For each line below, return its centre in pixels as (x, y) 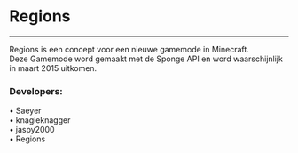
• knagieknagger (40, 120)
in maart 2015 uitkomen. (53, 68)
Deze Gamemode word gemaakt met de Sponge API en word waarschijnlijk (146, 59)
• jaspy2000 (32, 130)
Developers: (36, 91)
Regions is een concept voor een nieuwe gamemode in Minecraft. (129, 49)
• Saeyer (25, 111)
